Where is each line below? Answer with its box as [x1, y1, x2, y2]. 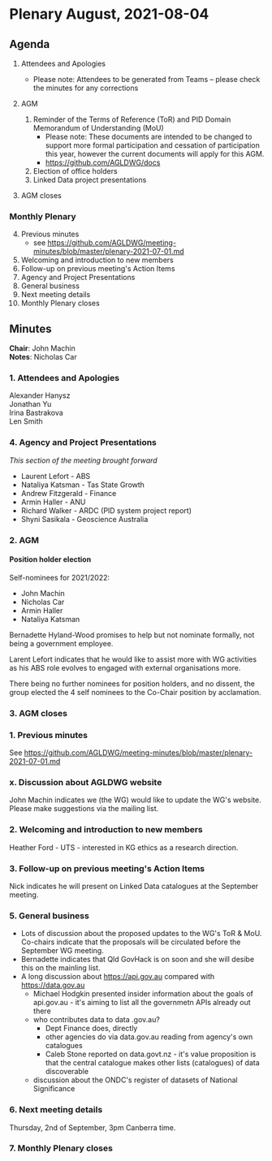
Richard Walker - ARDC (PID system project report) [20, 505, 192, 516]
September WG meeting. [20, 946, 104, 956]
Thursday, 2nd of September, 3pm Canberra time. [9, 1122, 176, 1133]
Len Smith [9, 416, 43, 426]
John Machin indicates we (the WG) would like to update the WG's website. [9, 795, 262, 805]
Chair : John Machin [9, 343, 76, 353]
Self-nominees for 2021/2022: [9, 572, 110, 582]
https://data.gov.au [20, 980, 85, 991]
